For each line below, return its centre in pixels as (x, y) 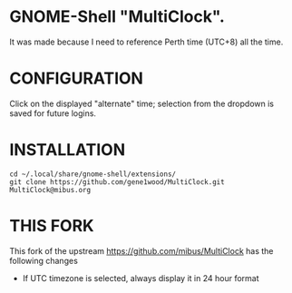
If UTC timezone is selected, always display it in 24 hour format (141, 278)
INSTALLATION (67, 150)
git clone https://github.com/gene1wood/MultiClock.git (117, 182)
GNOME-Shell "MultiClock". (117, 17)
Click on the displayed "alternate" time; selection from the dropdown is (142, 103)
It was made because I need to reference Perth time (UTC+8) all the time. (146, 42)
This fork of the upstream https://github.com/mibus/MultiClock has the (141, 250)
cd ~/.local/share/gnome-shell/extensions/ (93, 174)
